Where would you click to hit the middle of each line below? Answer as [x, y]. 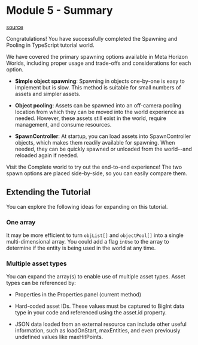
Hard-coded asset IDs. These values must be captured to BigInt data [99, 306]
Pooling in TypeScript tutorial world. [50, 45]
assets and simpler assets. [48, 94]
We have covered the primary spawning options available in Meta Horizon [97, 56]
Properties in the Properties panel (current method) [78, 295]
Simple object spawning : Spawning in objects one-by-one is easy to [100, 81]
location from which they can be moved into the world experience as [99, 112]
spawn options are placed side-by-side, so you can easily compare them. [97, 173]
